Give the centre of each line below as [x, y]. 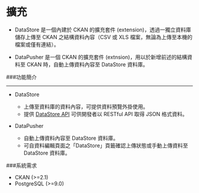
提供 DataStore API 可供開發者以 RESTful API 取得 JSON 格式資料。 [105, 114]
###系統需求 [22, 165]
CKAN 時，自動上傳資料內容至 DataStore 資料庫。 [87, 64]
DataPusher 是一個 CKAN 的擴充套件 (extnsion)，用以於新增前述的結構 [101, 57]
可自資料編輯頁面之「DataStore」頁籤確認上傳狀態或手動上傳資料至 [106, 145]
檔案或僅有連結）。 [37, 44]
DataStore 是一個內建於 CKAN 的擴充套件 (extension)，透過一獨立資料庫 [103, 30]
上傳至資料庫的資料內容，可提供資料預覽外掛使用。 [86, 107]
